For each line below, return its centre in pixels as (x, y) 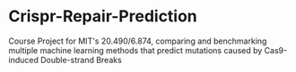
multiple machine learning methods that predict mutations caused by (135, 50)
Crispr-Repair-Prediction (103, 16)
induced (24, 60)
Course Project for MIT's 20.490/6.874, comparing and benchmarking (138, 41)
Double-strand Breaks (81, 60)
